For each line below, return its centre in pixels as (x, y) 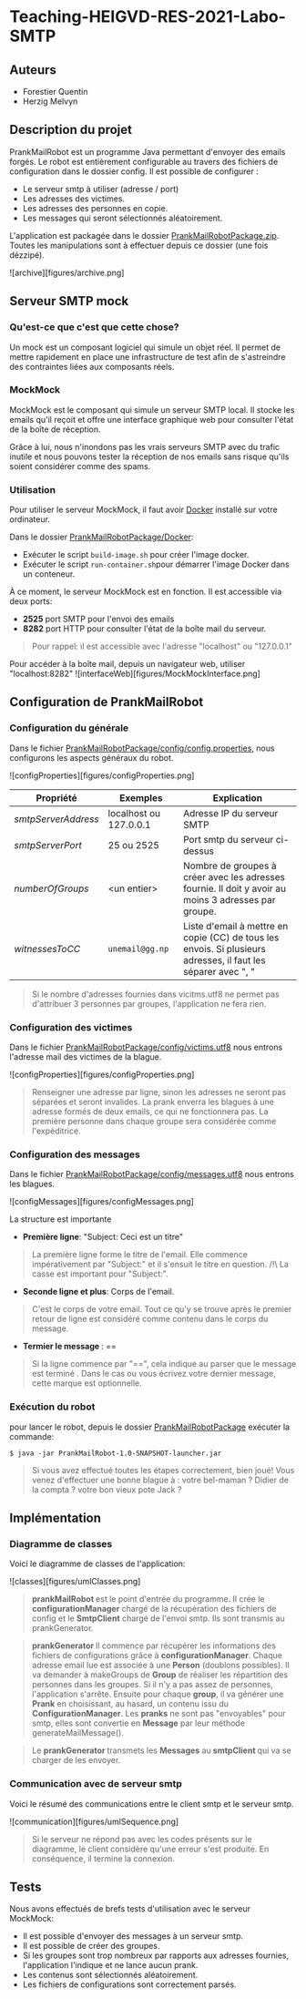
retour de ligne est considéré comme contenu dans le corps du (150, 1319)
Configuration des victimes (71, 1027)
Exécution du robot (52, 1407)
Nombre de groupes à (230, 866)
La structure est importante (61, 1219)
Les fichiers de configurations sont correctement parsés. (129, 1984)
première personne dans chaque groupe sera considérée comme (154, 1122)
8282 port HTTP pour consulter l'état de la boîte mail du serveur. (144, 629)
